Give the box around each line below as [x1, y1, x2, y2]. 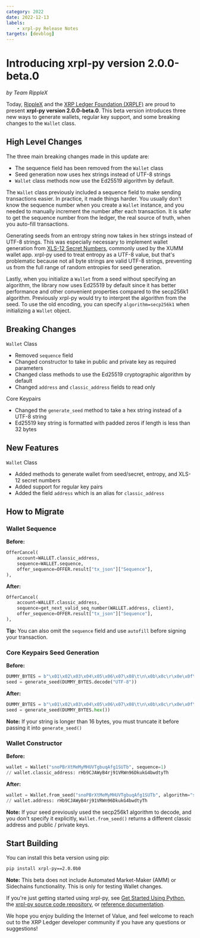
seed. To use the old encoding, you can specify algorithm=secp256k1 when [6, 300, 190, 307]
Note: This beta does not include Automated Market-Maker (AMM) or [6, 877, 177, 884]
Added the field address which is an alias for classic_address [14, 489, 165, 496]
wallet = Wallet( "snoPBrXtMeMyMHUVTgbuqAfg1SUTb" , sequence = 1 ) [6, 764, 167, 770]
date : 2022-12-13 [6, 14, 49, 20]
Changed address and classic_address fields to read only [14, 383, 156, 390]
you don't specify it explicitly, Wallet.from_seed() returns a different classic [6, 814, 192, 822]
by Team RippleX [6, 89, 48, 96]
